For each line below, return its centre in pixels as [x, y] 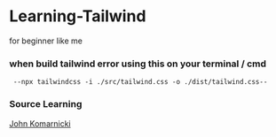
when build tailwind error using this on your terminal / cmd [138, 64]
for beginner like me [46, 41]
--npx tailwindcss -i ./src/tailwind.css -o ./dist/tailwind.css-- [140, 82]
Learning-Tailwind [78, 16]
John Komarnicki [40, 123]
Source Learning [46, 104]
